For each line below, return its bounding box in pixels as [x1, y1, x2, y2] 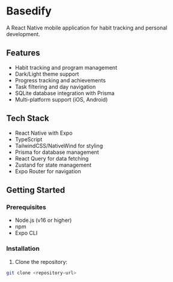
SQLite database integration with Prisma [14, 89, 115, 97]
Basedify [6, 4, 52, 18]
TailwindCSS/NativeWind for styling [14, 142, 103, 149]
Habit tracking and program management [14, 64, 117, 71]
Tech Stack [6, 113, 49, 124]
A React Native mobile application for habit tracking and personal [6, 24, 168, 31]
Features [6, 48, 40, 58]
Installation [6, 245, 40, 253]
